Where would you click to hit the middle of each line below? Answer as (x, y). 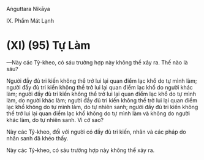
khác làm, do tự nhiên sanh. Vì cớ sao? (55, 120)
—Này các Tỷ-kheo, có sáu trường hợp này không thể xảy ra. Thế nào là (97, 62)
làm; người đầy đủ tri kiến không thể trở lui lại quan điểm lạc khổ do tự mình (101, 94)
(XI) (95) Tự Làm (48, 46)
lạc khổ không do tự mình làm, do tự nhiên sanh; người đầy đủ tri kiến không (102, 107)
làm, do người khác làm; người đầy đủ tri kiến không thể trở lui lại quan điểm (102, 100)
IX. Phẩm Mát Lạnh (30, 21)
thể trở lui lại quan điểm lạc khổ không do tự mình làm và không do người (98, 113)
